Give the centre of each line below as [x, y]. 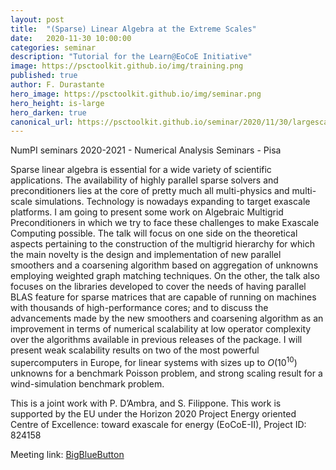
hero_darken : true [48, 112]
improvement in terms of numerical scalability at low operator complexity [161, 329]
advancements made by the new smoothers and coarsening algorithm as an [167, 318]
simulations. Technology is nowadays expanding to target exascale [172, 202]
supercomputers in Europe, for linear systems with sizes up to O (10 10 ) [154, 361]
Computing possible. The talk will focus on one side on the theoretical [154, 233]
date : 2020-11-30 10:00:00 [71, 38]
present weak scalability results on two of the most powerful [135, 350]
